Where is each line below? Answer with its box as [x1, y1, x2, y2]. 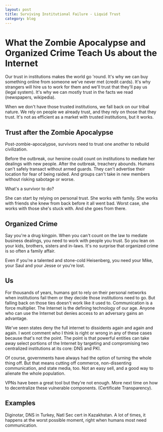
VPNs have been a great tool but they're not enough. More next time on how [5, 380, 158, 385]
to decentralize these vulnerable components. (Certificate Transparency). [5, 385, 152, 391]
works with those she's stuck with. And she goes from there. [5, 206, 127, 211]
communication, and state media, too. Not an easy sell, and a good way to [5, 365, 154, 371]
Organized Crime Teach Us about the [5, 47, 157, 58]
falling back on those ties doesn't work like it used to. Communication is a [5, 300, 153, 306]
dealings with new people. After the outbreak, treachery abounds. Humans [5, 161, 155, 167]
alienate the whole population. [5, 370, 66, 376]
